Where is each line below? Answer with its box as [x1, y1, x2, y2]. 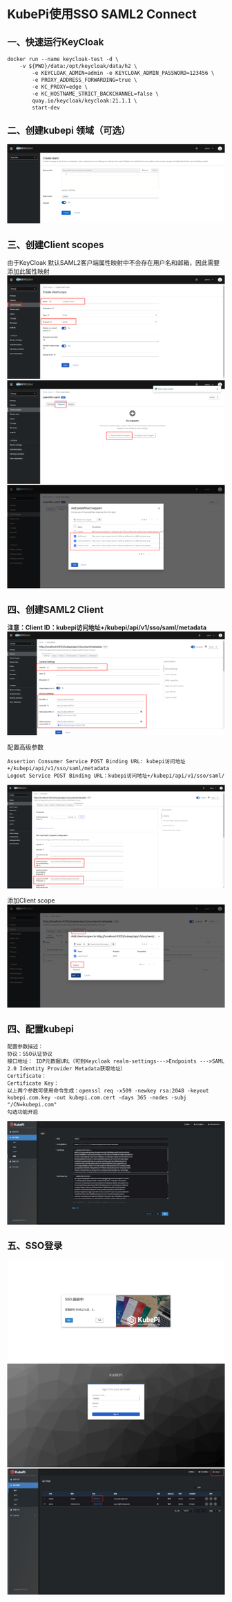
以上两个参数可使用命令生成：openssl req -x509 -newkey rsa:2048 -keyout [7, 1088, 209, 1095]
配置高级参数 [7, 742, 43, 751]
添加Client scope [7, 896, 55, 905]
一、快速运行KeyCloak [7, 36, 104, 48]
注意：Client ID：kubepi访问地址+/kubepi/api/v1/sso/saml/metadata [7, 623, 207, 632]
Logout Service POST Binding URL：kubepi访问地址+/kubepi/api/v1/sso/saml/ [7, 772, 225, 779]
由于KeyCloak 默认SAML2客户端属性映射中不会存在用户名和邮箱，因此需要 [7, 259, 220, 267]
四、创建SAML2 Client [7, 604, 104, 616]
